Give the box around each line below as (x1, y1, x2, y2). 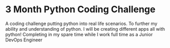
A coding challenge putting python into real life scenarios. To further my (5, 20, 158, 27)
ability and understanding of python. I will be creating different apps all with (5, 26, 165, 32)
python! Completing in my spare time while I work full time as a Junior (5, 31, 153, 37)
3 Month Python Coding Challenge (5, 4, 156, 15)
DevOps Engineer (5, 37, 43, 43)
